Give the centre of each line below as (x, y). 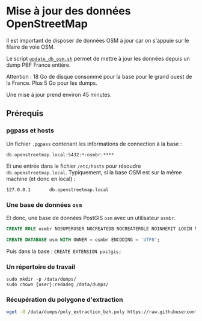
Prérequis (25, 113)
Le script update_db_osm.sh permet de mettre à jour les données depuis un (98, 58)
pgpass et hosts (30, 130)
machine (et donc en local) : (41, 179)
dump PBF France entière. (38, 65)
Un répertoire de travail (41, 267)
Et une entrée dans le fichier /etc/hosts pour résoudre (74, 166)
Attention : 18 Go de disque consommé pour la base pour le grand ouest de (99, 76)
